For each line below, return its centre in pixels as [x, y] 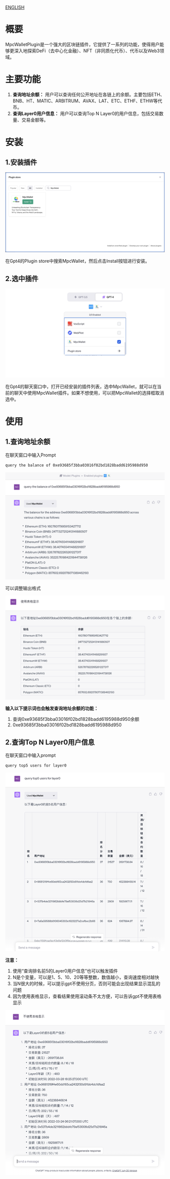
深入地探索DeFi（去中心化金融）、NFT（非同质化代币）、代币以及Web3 [87, 51]
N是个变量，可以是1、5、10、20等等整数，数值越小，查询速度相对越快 [86, 977]
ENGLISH [15, 7]
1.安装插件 [21, 163]
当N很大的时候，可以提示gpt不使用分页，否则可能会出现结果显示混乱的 [87, 984]
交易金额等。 [35, 120]
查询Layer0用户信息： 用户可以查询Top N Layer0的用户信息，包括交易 [86, 113]
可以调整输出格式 [23, 588]
